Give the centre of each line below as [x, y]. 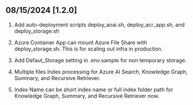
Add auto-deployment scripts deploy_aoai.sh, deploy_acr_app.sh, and [99, 24]
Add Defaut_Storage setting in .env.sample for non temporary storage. [100, 60]
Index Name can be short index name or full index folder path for [94, 90]
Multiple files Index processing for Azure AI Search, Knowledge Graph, [101, 72]
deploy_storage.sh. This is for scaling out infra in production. [88, 49]
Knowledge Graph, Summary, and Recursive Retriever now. [87, 96]
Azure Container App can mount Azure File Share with [80, 42]
